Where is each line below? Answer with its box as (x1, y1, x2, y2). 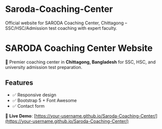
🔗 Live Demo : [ (5, 113, 36, 119)
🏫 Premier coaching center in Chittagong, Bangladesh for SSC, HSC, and (5, 59, 156, 65)
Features (5, 78, 33, 87)
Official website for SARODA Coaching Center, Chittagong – (5, 20, 128, 26)
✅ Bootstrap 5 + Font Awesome (12, 97, 77, 103)
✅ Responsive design (12, 92, 57, 98)
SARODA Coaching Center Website (5, 43, 153, 54)
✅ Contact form (12, 103, 45, 109)
